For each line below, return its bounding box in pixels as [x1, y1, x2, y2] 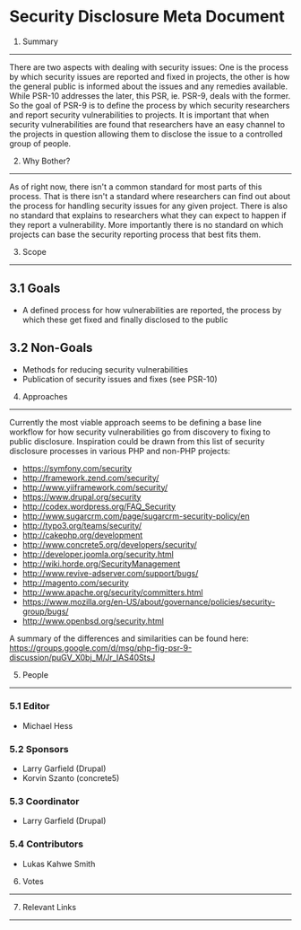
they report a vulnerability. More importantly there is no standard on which [9, 219, 284, 230]
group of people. [9, 137, 72, 149]
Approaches [21, 390, 68, 401]
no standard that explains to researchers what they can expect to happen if [9, 209, 287, 221]
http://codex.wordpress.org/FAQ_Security [21, 501, 176, 512]
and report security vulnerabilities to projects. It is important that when [9, 110, 270, 120]
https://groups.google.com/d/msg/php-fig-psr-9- [9, 642, 193, 653]
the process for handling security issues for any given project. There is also [9, 200, 288, 211]
